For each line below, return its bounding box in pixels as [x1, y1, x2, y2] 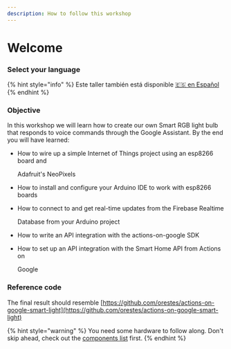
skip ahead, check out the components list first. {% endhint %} [7, 334, 187, 342]
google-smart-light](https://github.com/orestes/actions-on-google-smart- [7, 305, 219, 314]
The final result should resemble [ [7, 298, 103, 307]
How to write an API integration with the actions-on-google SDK [17, 231, 200, 240]
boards [17, 191, 38, 199]
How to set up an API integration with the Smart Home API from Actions [17, 244, 221, 253]
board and [17, 156, 47, 165]
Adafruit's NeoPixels [17, 170, 76, 179]
